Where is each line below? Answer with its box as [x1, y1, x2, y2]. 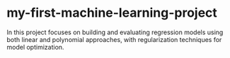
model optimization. [6, 43, 64, 51]
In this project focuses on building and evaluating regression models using [6, 28, 224, 36]
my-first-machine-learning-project [6, 5, 217, 21]
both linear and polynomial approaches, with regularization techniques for [6, 35, 222, 43]
